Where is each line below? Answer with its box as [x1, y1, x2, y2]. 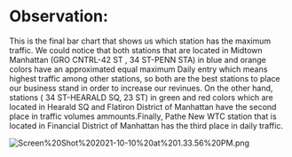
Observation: [9, 6, 108, 27]
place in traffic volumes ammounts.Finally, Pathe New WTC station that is [9, 111, 277, 122]
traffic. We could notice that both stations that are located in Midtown [9, 44, 264, 55]
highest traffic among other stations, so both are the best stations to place [9, 73, 280, 83]
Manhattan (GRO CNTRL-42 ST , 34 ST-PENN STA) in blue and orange [9, 54, 266, 65]
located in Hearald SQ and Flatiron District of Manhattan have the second [9, 101, 277, 112]
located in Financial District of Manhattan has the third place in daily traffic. [9, 120, 284, 130]
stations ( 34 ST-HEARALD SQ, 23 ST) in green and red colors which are [9, 91, 273, 103]
